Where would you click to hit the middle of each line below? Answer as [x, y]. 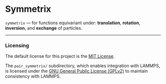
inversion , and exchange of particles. [44, 28]
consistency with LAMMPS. [33, 76]
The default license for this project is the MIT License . [60, 56]
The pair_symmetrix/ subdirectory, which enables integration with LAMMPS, [83, 66]
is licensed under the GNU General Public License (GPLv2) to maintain [77, 71]
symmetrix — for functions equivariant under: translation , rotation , [73, 23]
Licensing [17, 45]
